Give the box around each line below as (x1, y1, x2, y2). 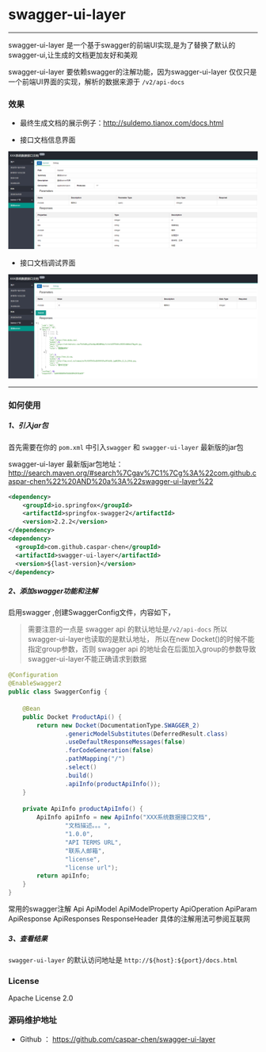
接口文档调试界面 (19, 258, 76, 267)
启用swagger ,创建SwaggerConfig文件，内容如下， (8, 608, 176, 617)
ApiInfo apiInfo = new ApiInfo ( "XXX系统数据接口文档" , (36, 813, 212, 822)
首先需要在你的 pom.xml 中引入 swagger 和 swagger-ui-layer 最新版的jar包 (8, 442, 244, 451)
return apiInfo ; (36, 872, 90, 880)
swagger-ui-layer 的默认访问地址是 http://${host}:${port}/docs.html (8, 954, 238, 965)
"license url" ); (64, 863, 119, 872)
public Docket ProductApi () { (22, 712, 123, 721)
